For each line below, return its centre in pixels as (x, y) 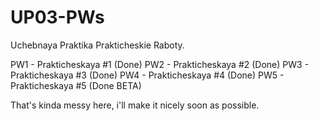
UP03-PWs (57, 17)
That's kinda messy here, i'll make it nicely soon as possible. (135, 105)
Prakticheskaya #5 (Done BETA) (76, 85)
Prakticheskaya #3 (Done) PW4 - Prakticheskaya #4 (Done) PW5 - (147, 75)
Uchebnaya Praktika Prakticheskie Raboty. (97, 45)
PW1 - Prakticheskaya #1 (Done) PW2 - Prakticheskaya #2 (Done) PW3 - (160, 64)
